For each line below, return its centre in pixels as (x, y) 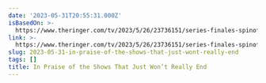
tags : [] (23, 60)
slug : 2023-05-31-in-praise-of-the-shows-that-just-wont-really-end (123, 52)
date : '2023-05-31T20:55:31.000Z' (65, 15)
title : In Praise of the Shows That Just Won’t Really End (108, 67)
